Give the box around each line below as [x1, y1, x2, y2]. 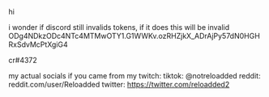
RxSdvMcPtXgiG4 [8, 40, 68, 49]
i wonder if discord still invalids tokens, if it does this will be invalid [8, 23, 229, 32]
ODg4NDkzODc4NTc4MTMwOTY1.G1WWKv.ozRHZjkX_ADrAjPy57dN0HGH [8, 32, 261, 40]
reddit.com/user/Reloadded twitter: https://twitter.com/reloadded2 [8, 80, 230, 89]
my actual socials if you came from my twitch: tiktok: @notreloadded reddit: [8, 71, 261, 80]
